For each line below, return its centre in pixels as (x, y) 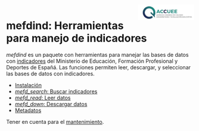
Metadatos (28, 110)
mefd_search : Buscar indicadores (56, 91)
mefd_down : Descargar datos (51, 104)
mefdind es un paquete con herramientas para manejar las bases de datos (97, 55)
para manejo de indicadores (77, 38)
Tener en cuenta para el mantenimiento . (55, 122)
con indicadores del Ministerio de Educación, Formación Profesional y (92, 61)
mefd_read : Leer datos (43, 98)
